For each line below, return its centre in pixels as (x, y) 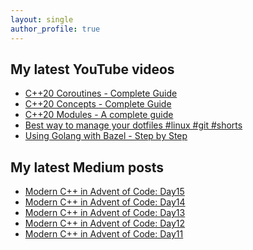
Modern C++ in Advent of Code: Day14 (105, 202)
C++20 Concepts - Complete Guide (98, 104)
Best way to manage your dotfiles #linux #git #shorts (133, 125)
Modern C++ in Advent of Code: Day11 (104, 234)
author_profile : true (55, 29)
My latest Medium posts (87, 167)
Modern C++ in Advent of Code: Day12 (105, 223)
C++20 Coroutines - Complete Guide (101, 93)
